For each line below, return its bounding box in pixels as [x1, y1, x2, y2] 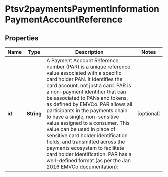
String [26, 110, 42, 117]
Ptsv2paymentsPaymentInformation [5, 3, 160, 15]
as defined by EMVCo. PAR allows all [46, 101, 132, 108]
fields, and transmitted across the [46, 138, 125, 145]
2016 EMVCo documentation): [46, 163, 119, 170]
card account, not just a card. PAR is [46, 82, 131, 89]
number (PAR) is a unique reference [46, 63, 131, 70]
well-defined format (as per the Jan [46, 157, 131, 164]
